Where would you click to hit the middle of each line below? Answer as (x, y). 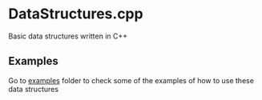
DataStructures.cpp (76, 14)
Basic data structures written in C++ (68, 36)
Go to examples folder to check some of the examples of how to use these (131, 80)
